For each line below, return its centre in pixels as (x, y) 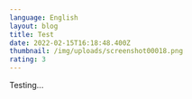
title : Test (32, 34)
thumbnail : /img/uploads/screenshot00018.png (96, 51)
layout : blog (34, 26)
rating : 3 (28, 59)
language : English (44, 18)
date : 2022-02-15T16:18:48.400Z (70, 43)
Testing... (27, 85)
